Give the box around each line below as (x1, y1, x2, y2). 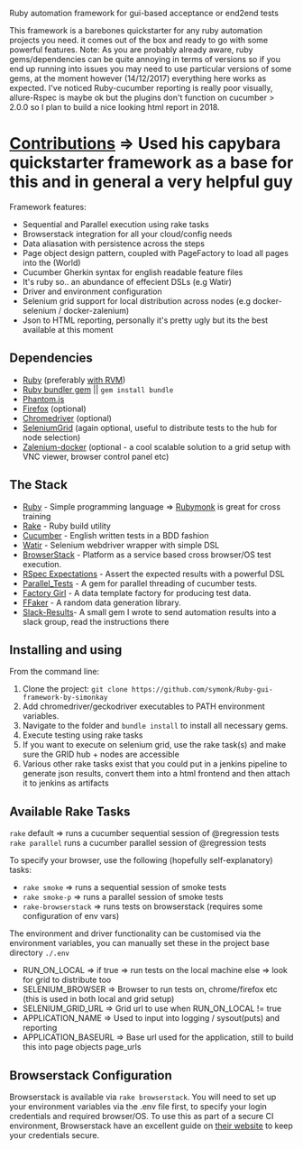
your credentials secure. (9, 1130, 100, 1140)
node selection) (22, 432, 81, 443)
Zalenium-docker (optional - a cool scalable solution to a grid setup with (22, 441, 291, 452)
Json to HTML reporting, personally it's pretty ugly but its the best (22, 315, 269, 326)
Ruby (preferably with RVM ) (22, 374, 126, 385)
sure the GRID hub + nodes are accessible (22, 749, 180, 760)
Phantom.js (22, 393, 65, 404)
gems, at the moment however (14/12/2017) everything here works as (9, 73, 267, 84)
